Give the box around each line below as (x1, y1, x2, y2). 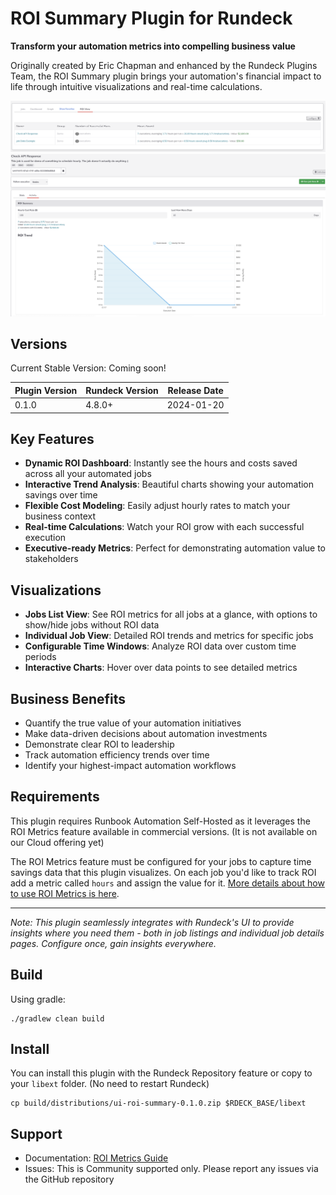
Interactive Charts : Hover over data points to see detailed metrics (24, 662, 298, 674)
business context (24, 510, 97, 522)
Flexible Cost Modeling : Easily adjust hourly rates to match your (24, 500, 291, 512)
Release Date (167, 384, 224, 396)
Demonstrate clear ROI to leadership (24, 738, 175, 750)
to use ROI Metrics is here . (10, 887, 120, 899)
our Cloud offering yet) (10, 836, 105, 848)
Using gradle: (10, 993, 66, 1005)
